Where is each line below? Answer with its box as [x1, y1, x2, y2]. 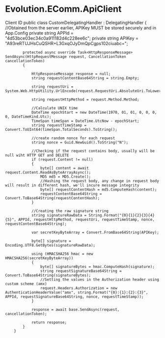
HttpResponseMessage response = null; [31, 71, 111, 76]
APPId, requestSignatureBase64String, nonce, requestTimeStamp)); [5, 294, 144, 299]
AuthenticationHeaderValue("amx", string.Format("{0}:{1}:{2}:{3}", [5, 290, 148, 295]
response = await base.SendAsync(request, [31, 307, 120, 312]
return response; [31, 320, 67, 325]
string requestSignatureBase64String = [40, 268, 122, 273]
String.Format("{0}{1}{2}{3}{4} [88, 213, 155, 217]
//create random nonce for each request [31, 136, 115, 141]
